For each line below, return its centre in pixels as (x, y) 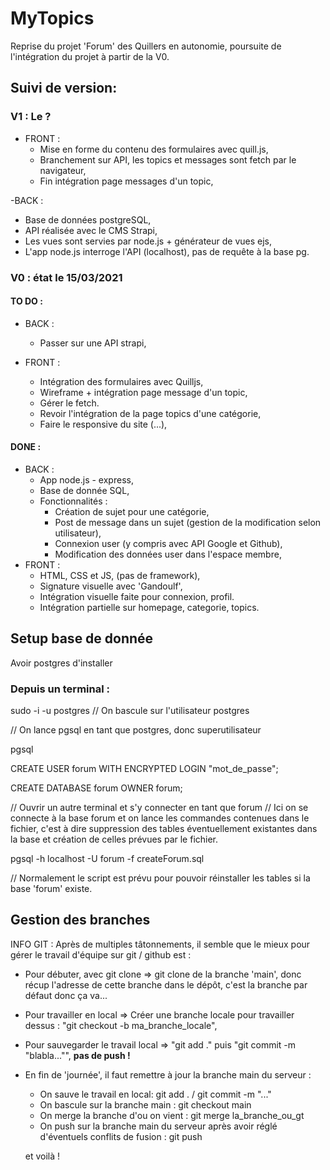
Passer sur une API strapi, (93, 343)
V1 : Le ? (31, 117)
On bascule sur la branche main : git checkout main (145, 1104)
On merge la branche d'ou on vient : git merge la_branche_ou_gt (172, 1115)
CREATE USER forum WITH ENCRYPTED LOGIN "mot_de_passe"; (144, 769)
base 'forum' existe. (51, 889)
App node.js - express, (86, 479)
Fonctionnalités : (73, 501)
